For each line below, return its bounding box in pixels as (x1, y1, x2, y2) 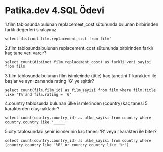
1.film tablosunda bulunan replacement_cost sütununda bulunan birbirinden (5, 21, 159, 27)
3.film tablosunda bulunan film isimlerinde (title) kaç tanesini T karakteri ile (5, 72, 157, 79)
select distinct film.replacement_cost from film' (5, 36, 112, 41)
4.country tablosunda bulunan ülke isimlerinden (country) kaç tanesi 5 (5, 101, 148, 106)
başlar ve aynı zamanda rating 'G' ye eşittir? (5, 78, 94, 84)
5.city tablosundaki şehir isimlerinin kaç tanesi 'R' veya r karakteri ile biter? (5, 128, 157, 134)
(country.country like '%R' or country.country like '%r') (5, 142, 129, 147)
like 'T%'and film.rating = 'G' (5, 92, 72, 97)
